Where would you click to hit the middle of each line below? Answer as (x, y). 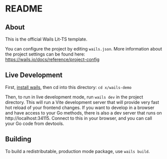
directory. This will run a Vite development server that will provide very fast (82, 102)
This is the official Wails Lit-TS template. (46, 39)
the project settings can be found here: (45, 54)
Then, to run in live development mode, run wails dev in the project (74, 97)
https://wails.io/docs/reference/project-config (52, 59)
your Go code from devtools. (35, 123)
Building (18, 139)
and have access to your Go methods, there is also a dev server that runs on (83, 112)
